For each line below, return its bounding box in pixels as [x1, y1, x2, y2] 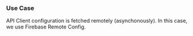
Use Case [6, 4, 34, 12]
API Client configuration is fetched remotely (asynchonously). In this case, [6, 17, 188, 24]
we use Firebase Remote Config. [6, 23, 86, 30]
